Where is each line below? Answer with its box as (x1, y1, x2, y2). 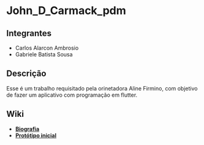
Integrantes (6, 28, 52, 39)
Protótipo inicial (15, 132, 57, 139)
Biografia (15, 125, 40, 132)
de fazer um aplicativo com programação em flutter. (6, 91, 138, 99)
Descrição (6, 69, 47, 79)
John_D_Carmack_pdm (6, 4, 127, 18)
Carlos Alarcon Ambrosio (15, 44, 79, 51)
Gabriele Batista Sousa (15, 51, 73, 58)
